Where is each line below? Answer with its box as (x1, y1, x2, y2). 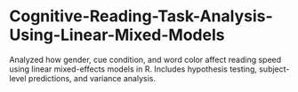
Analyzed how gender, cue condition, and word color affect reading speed (9, 54, 282, 65)
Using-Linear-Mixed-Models (9, 25, 225, 45)
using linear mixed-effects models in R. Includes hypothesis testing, (9, 64, 258, 74)
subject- (259, 64, 290, 74)
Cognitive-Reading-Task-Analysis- (9, 6, 273, 27)
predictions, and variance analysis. (28, 73, 156, 83)
